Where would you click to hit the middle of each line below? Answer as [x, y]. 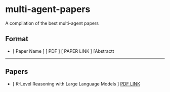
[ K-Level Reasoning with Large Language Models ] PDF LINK [76, 83]
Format [17, 39]
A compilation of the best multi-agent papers [52, 23]
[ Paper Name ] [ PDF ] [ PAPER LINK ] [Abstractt [63, 51]
